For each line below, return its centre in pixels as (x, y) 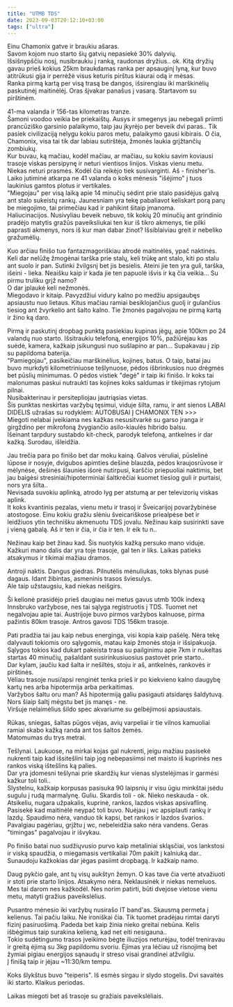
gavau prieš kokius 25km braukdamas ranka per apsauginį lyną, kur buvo (112, 69)
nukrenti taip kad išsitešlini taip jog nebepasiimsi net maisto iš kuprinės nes (115, 758)
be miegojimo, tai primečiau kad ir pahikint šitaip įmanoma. (91, 208)
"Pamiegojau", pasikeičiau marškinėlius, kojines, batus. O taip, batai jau (109, 361)
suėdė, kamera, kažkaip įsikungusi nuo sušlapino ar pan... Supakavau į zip (114, 346)
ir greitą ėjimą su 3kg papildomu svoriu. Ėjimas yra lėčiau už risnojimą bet (112, 947)
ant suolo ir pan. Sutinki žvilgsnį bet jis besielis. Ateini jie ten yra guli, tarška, (116, 266)
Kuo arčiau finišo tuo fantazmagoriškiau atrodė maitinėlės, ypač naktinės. (112, 251)
